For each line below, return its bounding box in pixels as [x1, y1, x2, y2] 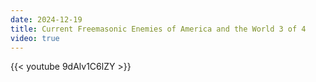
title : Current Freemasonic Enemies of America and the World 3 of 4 [10, 24, 307, 34]
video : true [10, 33, 60, 43]
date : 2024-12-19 [10, 14, 83, 25]
